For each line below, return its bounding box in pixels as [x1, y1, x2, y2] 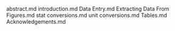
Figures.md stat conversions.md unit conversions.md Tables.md [6, 12, 168, 19]
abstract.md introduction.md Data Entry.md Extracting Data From [6, 5, 170, 12]
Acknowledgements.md [6, 18, 66, 25]
